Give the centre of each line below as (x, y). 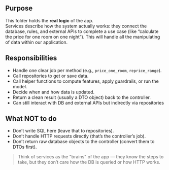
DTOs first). (25, 147)
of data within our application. (37, 42)
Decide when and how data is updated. (54, 92)
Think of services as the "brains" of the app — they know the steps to (91, 157)
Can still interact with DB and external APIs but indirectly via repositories (88, 103)
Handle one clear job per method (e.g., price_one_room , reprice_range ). (87, 70)
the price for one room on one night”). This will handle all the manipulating (83, 37)
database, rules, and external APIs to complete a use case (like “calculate (82, 31)
